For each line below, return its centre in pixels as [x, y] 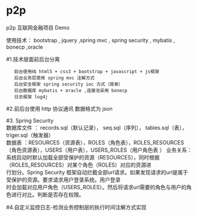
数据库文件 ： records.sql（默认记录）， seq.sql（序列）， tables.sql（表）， [97, 127]
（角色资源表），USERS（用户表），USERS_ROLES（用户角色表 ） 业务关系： [99, 150]
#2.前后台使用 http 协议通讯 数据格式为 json [59, 108]
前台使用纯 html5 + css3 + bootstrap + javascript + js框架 [87, 71]
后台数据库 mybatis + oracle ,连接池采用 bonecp [71, 90]
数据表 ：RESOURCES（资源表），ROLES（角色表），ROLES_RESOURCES [95, 142]
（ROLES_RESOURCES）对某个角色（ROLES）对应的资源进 [79, 165]
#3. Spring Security [30, 120]
